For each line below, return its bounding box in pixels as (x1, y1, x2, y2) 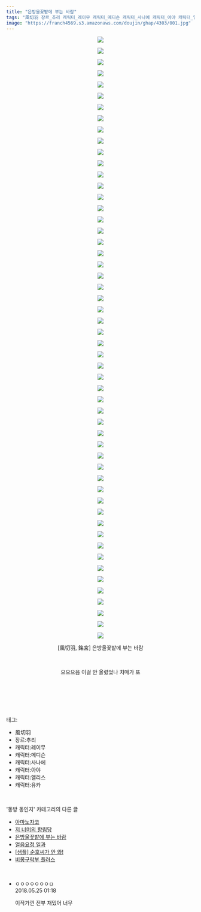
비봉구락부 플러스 (14, 856, 56, 863)
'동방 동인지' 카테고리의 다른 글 (6, 806, 78, 813)
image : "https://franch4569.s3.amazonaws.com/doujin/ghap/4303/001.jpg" (6, 20, 191, 26)
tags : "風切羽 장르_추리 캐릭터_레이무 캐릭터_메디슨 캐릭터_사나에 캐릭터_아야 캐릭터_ (6, 14, 193, 20)
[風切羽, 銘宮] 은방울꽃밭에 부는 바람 (57, 644, 144, 651)
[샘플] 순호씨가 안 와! (14, 848, 64, 856)
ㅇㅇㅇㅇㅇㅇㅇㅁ (14, 880, 54, 887)
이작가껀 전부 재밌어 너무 (14, 899, 73, 907)
